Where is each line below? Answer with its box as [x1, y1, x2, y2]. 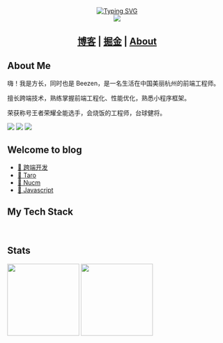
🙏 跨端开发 [17, 163, 48, 171]
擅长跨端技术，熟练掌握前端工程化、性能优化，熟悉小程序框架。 [7, 94, 190, 102]
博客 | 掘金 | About [77, 36, 157, 47]
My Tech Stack [7, 206, 73, 218]
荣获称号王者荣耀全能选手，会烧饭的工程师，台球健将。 [7, 109, 166, 117]
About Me [7, 59, 51, 72]
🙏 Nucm [17, 178, 41, 187]
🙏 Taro [17, 171, 37, 180]
